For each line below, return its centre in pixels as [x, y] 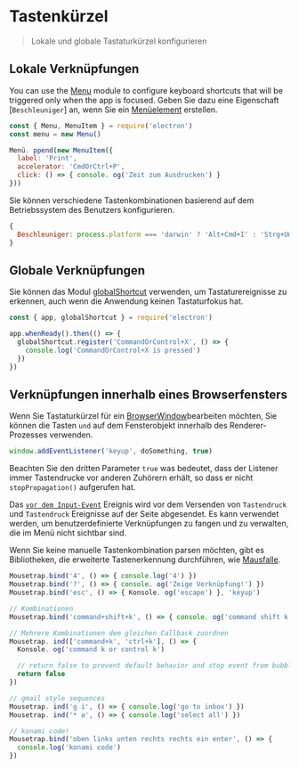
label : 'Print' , [47, 159]
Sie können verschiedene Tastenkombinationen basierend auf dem [132, 200]
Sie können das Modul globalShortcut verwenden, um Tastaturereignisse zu [148, 292]
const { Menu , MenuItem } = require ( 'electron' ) [101, 126]
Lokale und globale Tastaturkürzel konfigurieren [119, 41]
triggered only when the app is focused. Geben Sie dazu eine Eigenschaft [144, 100]
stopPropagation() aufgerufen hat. [73, 487]
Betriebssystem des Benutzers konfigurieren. [92, 209]
